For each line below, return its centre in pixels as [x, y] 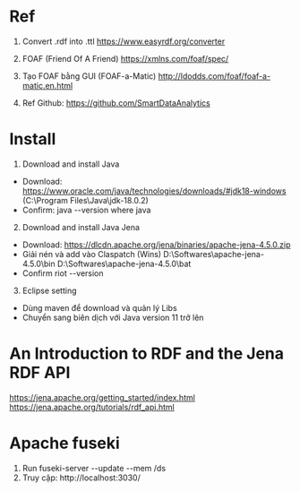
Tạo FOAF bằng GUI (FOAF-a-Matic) [89, 76]
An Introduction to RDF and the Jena [147, 354]
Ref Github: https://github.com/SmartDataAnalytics [116, 103]
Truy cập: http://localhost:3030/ [81, 478]
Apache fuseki [65, 443]
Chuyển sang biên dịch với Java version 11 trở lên [113, 317]
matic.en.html [47, 85]
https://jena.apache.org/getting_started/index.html [102, 397]
